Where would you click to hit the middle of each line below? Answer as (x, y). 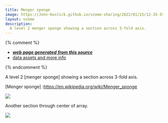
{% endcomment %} (26, 67)
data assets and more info (39, 57)
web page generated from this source (52, 52)
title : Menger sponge (28, 10)
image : (12, 14)
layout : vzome (20, 19)
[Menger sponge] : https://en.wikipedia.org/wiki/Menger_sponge (71, 87)
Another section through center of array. (47, 106)
